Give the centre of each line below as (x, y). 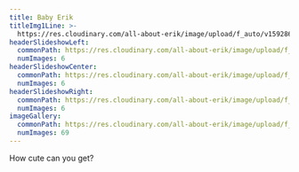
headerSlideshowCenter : (53, 67)
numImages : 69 (43, 133)
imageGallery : (36, 116)
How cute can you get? (52, 158)
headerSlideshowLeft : (49, 42)
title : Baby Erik (41, 17)
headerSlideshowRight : (51, 91)
